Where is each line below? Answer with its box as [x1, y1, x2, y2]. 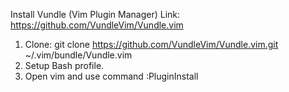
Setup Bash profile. [24, 60, 105, 71]
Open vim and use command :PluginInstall [24, 70, 199, 82]
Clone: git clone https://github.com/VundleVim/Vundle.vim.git [24, 39, 279, 50]
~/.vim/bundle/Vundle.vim [24, 49, 133, 61]
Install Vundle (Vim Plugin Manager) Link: [10, 9, 181, 20]
